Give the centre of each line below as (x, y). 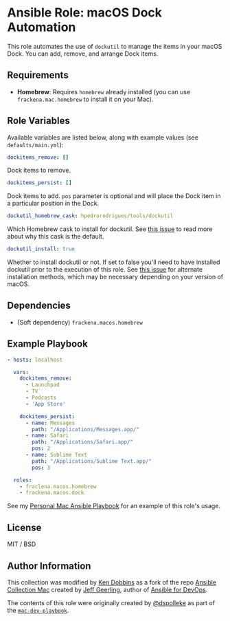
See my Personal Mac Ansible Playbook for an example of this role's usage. (114, 506)
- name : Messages (50, 423)
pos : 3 (41, 468)
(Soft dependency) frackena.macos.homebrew (80, 322)
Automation (42, 27)
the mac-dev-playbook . (38, 610)
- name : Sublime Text (56, 455)
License (24, 527)
